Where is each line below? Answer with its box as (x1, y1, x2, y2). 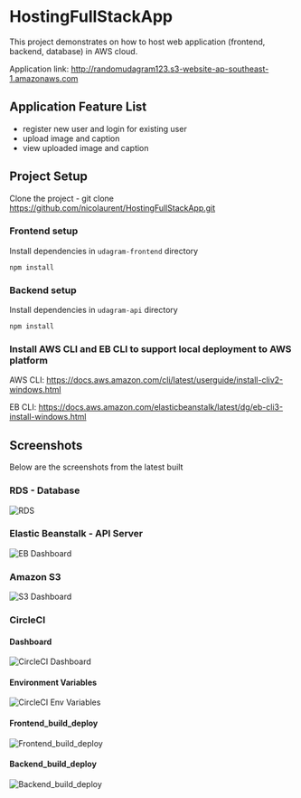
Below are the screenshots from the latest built (9, 461, 183, 472)
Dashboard (9, 636, 52, 647)
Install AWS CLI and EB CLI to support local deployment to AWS (9, 343, 292, 356)
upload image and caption (22, 133, 120, 144)
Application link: (9, 63, 70, 74)
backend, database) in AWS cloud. (9, 45, 138, 56)
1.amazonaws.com (9, 72, 79, 83)
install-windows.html (9, 412, 88, 423)
